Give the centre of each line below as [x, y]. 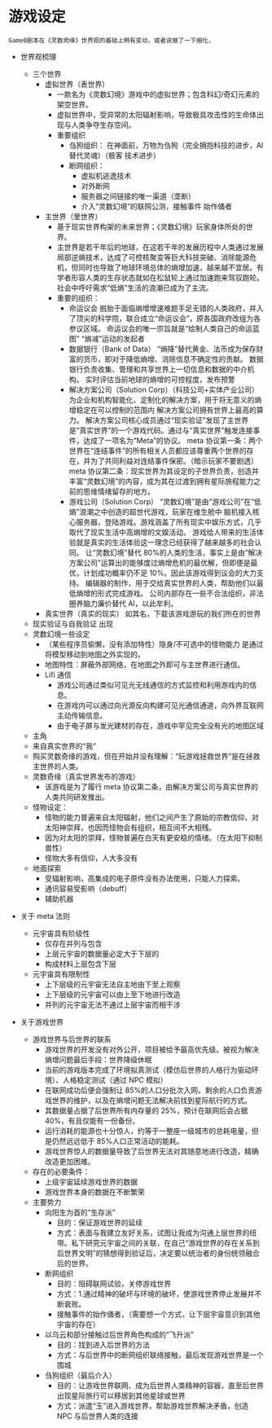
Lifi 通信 [58, 674]
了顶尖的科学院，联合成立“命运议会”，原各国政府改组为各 [165, 318]
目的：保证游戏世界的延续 [100, 1222]
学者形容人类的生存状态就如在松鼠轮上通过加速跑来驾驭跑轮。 [160, 277]
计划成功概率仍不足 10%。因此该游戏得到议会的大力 [170, 573]
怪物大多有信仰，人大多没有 [91, 858]
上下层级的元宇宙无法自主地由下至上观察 [112, 984]
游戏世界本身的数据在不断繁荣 [94, 1192]
